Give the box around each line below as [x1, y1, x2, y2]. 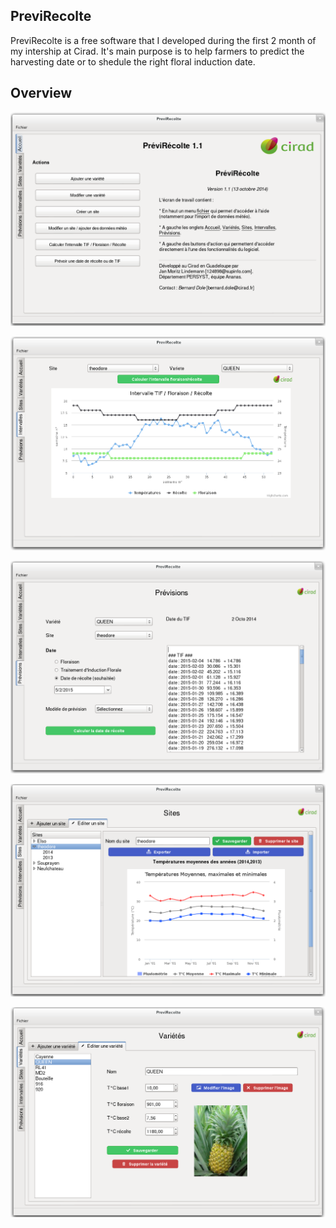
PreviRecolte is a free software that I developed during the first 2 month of [10, 34, 317, 46]
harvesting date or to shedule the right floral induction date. [10, 55, 256, 68]
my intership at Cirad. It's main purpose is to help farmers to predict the [10, 45, 305, 57]
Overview [10, 85, 73, 102]
